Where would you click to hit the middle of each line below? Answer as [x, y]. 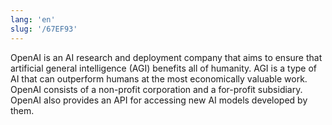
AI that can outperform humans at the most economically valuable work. [159, 78]
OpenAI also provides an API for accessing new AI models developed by [159, 100]
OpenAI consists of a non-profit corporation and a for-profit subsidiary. [156, 89]
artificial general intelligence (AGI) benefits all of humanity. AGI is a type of [164, 68]
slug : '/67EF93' [44, 29]
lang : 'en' [33, 19]
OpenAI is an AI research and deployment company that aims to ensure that [166, 57]
